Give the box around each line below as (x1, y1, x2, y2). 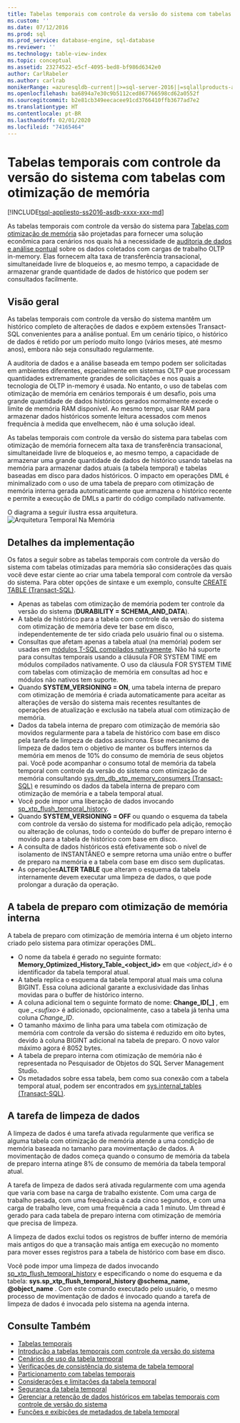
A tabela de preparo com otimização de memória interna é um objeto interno (7, 931, 233, 939)
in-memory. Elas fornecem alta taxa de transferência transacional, (7, 252, 202, 261)
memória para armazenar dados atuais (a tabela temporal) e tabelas (7, 464, 207, 472)
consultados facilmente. (7, 275, 79, 284)
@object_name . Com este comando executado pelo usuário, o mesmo (7, 1284, 218, 1293)
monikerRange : (7, 84, 50, 91)
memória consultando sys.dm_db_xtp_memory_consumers (17, 774, 191, 783)
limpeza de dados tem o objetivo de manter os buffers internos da (17, 744, 212, 752)
